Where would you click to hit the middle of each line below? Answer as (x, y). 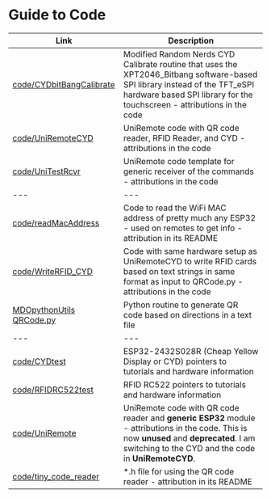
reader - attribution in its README (188, 481)
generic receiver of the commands (189, 171)
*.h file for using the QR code (179, 471)
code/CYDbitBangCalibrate (64, 84)
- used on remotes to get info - (183, 228)
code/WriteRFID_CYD (53, 271)
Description (191, 40)
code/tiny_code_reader (56, 476)
